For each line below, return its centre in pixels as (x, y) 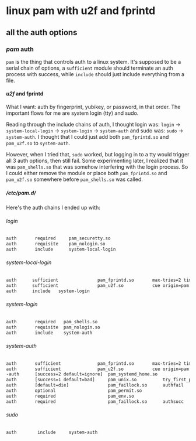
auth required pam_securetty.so (58, 238)
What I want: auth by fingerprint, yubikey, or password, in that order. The (93, 107)
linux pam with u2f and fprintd (81, 11)
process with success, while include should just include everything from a (95, 74)
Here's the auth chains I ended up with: (53, 208)
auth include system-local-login (61, 249)
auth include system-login (48, 291)
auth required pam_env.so (70, 396)
